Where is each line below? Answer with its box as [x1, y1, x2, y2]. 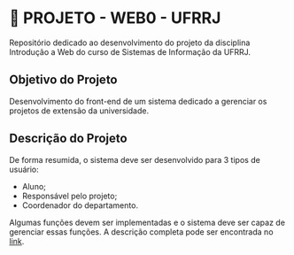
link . [9, 236, 25, 246]
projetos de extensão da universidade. [9, 105, 149, 116]
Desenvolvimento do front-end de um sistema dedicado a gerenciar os [9, 96, 267, 106]
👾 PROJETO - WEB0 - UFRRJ [9, 8, 221, 28]
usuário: [9, 164, 40, 174]
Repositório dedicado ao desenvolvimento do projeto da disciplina [9, 37, 251, 48]
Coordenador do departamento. [21, 199, 139, 211]
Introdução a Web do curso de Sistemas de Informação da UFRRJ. [9, 46, 251, 57]
